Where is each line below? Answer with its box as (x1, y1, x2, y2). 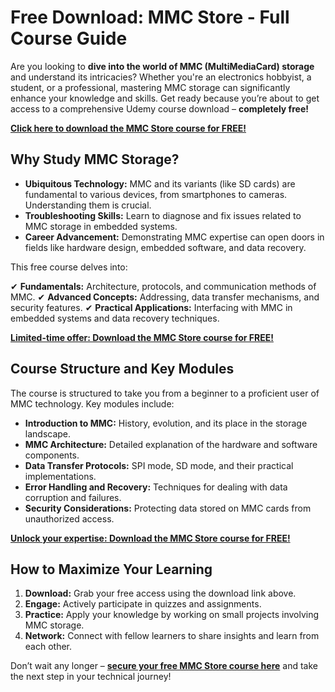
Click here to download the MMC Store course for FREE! (10, 122, 247, 134)
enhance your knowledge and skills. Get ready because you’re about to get (10, 92, 320, 104)
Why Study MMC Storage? (10, 151, 180, 168)
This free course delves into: (10, 261, 128, 273)
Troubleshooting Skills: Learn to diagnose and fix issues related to (24, 209, 302, 221)
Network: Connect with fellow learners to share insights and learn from (24, 630, 320, 642)
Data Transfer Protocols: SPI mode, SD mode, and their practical (24, 459, 294, 471)
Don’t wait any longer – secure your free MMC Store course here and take (10, 660, 318, 672)
